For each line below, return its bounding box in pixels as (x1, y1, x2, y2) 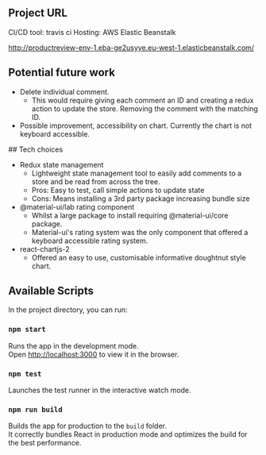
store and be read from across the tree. (31, 176, 160, 186)
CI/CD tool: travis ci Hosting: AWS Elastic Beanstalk (8, 27, 176, 37)
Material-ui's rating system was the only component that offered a (31, 227, 249, 237)
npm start (8, 325, 46, 334)
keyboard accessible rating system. (31, 236, 148, 245)
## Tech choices (8, 145, 64, 154)
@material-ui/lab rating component (19, 202, 135, 211)
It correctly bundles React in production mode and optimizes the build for (8, 430, 248, 439)
